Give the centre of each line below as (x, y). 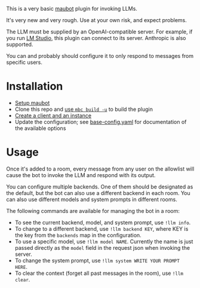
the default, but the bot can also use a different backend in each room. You (99, 193)
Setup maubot (32, 103)
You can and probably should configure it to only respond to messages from (100, 56)
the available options (40, 128)
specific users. (24, 62)
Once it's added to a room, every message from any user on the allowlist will (100, 169)
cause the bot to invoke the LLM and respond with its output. (81, 175)
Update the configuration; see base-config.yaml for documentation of (101, 122)
